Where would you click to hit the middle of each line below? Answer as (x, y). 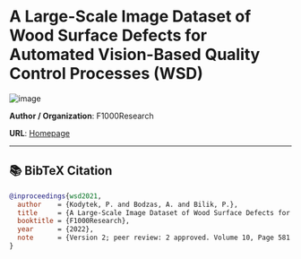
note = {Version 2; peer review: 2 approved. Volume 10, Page (146, 238)
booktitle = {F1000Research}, (73, 221)
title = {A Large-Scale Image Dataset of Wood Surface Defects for (154, 212)
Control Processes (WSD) (106, 74)
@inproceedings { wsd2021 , (56, 196)
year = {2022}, (56, 229)
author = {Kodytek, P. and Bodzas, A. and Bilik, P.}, (128, 204)
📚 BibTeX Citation (61, 171)
